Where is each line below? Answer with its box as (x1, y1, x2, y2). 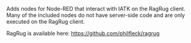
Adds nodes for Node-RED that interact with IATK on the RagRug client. (6, 5, 186, 12)
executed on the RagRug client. (6, 18, 85, 25)
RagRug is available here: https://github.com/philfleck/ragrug (6, 30, 160, 37)
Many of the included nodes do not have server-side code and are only (6, 12, 185, 19)
